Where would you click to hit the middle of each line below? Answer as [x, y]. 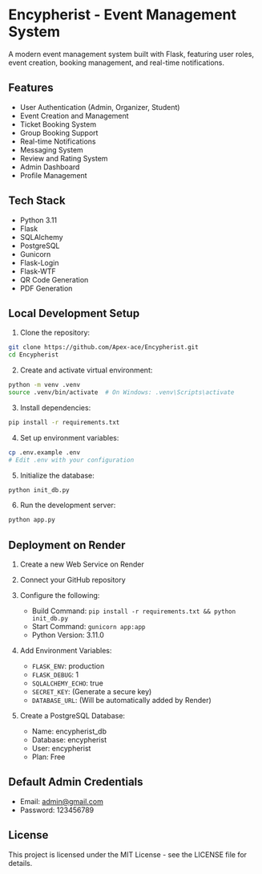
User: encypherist [61, 749]
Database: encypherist [69, 740]
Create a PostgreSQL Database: [73, 716]
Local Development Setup [74, 313]
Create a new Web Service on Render [82, 564]
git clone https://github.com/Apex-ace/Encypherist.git [103, 348]
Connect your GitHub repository [73, 580]
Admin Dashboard [50, 167]
